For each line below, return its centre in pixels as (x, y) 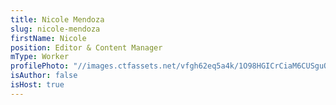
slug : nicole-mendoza (55, 29)
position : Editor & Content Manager (86, 47)
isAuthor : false (44, 76)
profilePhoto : (40, 66)
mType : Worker (40, 57)
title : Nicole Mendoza (57, 19)
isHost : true (37, 85)
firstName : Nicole (48, 38)
